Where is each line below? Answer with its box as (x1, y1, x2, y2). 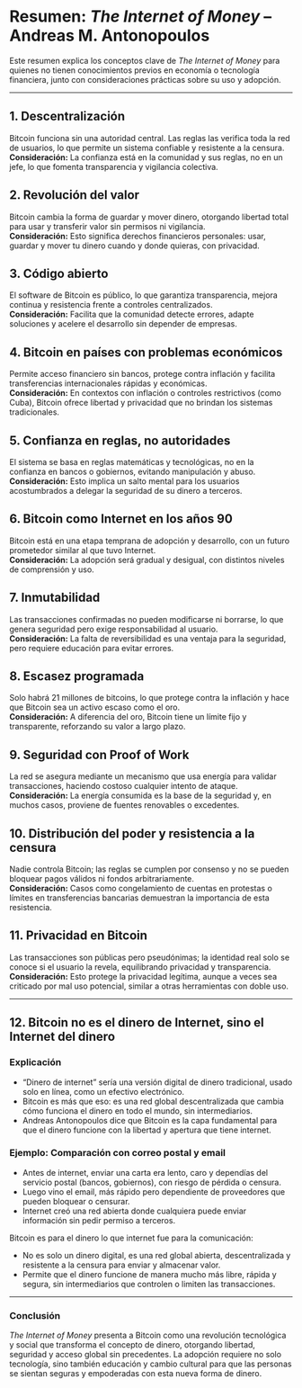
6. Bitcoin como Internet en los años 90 (9, 511, 234, 527)
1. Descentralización (9, 109, 126, 124)
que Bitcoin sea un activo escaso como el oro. (9, 702, 181, 712)
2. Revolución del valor (9, 187, 140, 203)
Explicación (9, 1056, 62, 1069)
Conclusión (9, 1309, 61, 1321)
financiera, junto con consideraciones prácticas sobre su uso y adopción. (9, 74, 281, 85)
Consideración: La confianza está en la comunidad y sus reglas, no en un (9, 151, 283, 163)
